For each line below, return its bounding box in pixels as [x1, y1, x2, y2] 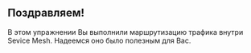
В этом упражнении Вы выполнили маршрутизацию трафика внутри [7, 27, 244, 36]
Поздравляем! [7, 6, 85, 20]
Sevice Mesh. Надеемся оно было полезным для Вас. [7, 36, 191, 45]
